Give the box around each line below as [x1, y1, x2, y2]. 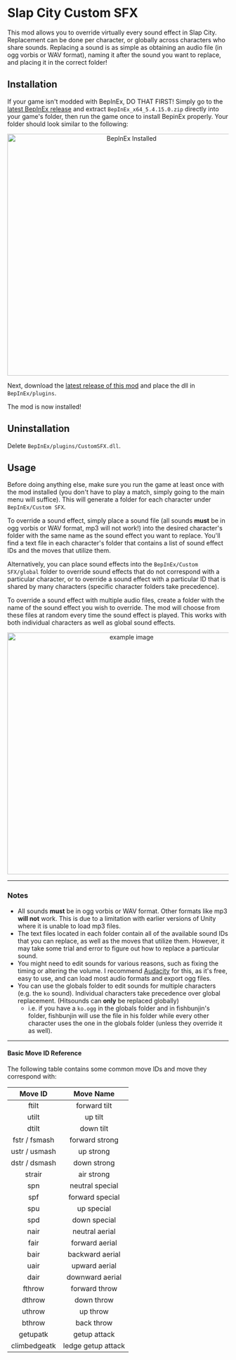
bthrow [22, 1318, 46, 1328]
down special [72, 1215, 117, 1225]
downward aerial [66, 1272, 122, 1282]
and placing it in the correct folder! [7, 58, 107, 66]
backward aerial [67, 1249, 121, 1259]
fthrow [22, 1283, 44, 1293]
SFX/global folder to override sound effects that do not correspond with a [7, 568, 220, 576]
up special [77, 1203, 111, 1213]
